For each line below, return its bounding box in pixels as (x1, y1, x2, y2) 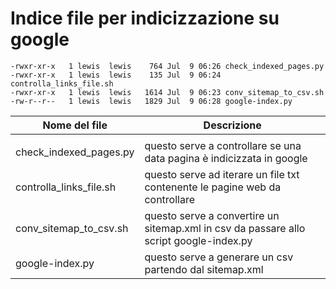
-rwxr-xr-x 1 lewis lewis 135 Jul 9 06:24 (10, 70, 222, 80)
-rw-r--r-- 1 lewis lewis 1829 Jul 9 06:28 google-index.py (10, 96, 293, 106)
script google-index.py (144, 233, 253, 247)
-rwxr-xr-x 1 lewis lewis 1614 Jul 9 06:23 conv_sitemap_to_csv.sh (10, 87, 325, 97)
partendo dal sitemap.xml (144, 262, 264, 276)
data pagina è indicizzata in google (144, 151, 308, 165)
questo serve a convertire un (144, 208, 280, 222)
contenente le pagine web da (144, 180, 282, 194)
